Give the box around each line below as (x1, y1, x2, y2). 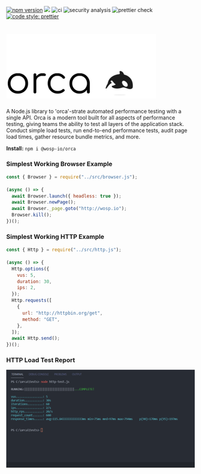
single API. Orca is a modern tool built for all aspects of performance (6, 114, 175, 121)
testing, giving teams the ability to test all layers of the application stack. (6, 120, 184, 127)
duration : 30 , (17, 278, 52, 284)
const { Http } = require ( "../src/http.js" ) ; (6, 247, 121, 253)
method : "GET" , (22, 316, 60, 322)
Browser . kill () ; (11, 212, 52, 218)
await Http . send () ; (11, 335, 60, 341)
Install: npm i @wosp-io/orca (6, 145, 77, 152)
